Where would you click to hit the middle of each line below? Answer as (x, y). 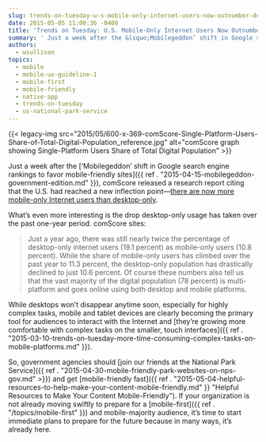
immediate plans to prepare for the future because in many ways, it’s (120, 421)
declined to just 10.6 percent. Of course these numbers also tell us (135, 272)
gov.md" (22, 379)
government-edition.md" (48, 183)
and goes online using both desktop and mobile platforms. (152, 289)
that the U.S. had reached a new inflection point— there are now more (122, 191)
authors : (23, 45)
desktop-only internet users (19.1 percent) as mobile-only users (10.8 (139, 247)
